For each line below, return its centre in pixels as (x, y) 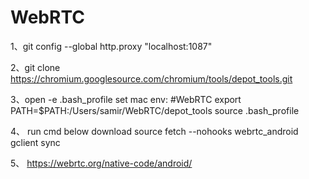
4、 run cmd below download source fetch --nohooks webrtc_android (154, 131)
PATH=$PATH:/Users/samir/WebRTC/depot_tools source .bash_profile (155, 110)
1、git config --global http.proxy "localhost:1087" (111, 46)
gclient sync (35, 142)
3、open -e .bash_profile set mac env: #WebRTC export (126, 99)
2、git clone (35, 67)
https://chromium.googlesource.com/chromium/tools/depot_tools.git (151, 78)
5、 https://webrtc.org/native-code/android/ (101, 163)
